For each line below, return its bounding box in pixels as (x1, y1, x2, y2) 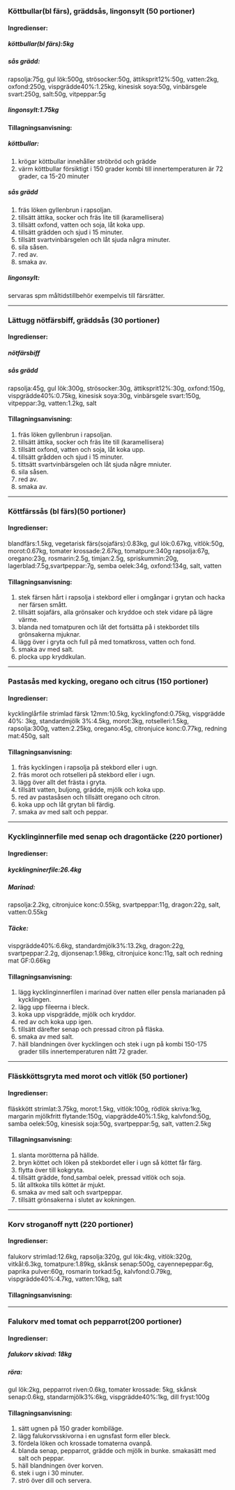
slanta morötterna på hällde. (17, 1151, 100, 1159)
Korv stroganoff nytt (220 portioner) (8, 1219, 134, 1229)
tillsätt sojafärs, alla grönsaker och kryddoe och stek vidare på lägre (17, 608, 213, 616)
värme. (17, 616, 39, 624)
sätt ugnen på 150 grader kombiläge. (17, 1424, 124, 1433)
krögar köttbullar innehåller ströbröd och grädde (17, 157, 157, 165)
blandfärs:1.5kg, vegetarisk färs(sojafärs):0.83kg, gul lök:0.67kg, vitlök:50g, (8, 539, 225, 548)
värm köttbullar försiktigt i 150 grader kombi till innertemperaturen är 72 (17, 164, 224, 173)
